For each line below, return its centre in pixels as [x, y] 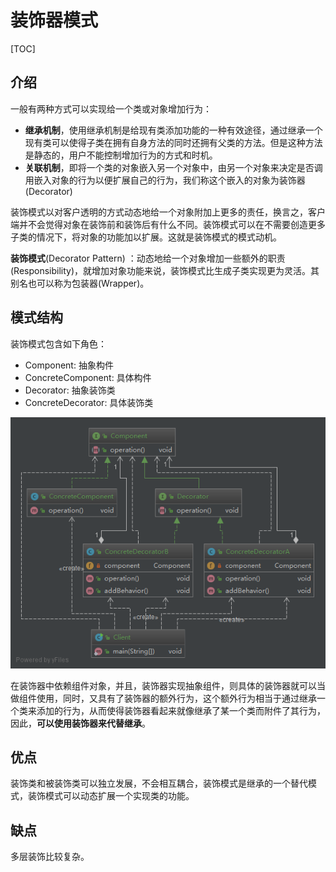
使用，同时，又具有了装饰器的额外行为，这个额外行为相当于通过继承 [176, 698]
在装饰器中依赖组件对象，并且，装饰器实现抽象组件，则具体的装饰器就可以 [163, 685]
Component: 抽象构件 [69, 365]
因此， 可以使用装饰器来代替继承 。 [80, 723]
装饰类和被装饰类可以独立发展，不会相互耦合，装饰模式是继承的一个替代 [159, 783]
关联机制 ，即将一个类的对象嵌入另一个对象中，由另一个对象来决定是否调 [173, 167]
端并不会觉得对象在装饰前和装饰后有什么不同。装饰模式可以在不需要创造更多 [168, 224]
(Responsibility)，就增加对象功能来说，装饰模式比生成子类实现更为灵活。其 [165, 270]
